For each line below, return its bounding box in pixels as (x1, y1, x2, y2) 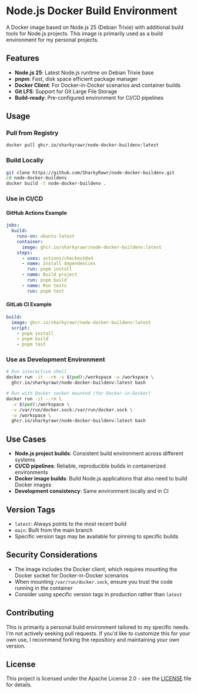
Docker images (14, 481, 52, 488)
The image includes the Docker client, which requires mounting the (14, 565, 178, 573)
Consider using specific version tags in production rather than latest (14, 590, 182, 597)
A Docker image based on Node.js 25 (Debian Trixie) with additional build (6, 24, 184, 31)
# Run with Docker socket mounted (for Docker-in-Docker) (6, 391, 151, 397)
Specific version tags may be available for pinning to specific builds (14, 532, 179, 540)
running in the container (14, 584, 73, 591)
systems (14, 456, 35, 463)
